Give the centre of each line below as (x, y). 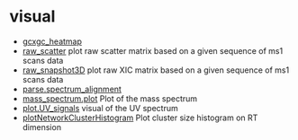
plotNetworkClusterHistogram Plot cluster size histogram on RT (140, 118)
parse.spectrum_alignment (72, 89)
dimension (41, 127)
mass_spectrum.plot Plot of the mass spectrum (110, 98)
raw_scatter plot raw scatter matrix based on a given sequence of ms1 (153, 50)
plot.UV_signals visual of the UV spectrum (100, 108)
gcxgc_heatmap (52, 41)
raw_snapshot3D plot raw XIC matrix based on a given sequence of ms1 (156, 70)
